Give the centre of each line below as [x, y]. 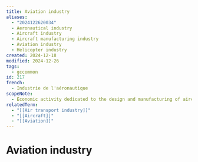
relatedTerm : [22, 105]
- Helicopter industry [39, 50]
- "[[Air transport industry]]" [51, 110]
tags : [13, 66]
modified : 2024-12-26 [33, 61]
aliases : [17, 17]
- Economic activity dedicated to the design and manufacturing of [96, 99]
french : [16, 83]
